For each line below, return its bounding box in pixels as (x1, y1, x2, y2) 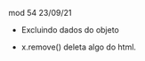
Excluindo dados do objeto (20, 25, 119, 34)
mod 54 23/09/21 (8, 8, 72, 18)
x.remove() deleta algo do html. (20, 42, 137, 52)
